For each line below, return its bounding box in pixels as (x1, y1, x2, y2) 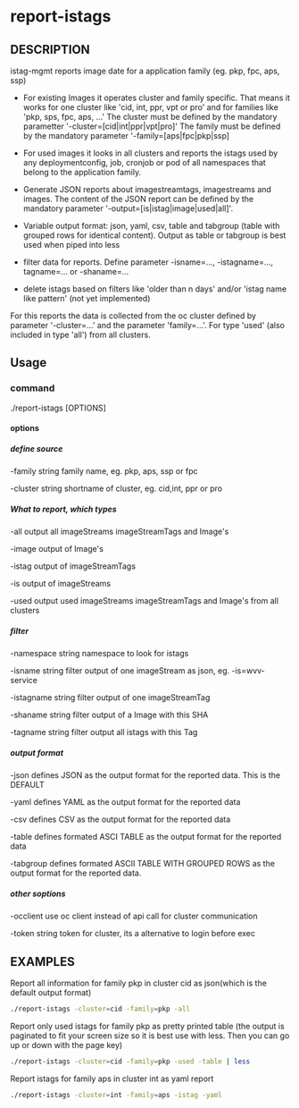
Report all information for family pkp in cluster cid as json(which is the (10, 977, 267, 988)
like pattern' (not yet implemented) (22, 293, 151, 303)
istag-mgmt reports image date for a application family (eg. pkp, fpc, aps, (10, 65, 280, 76)
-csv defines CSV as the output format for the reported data (10, 814, 231, 825)
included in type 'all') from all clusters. (10, 329, 151, 340)
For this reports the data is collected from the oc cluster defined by (10, 310, 257, 321)
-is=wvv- (231, 665, 266, 676)
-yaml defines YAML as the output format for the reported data (10, 797, 241, 808)
